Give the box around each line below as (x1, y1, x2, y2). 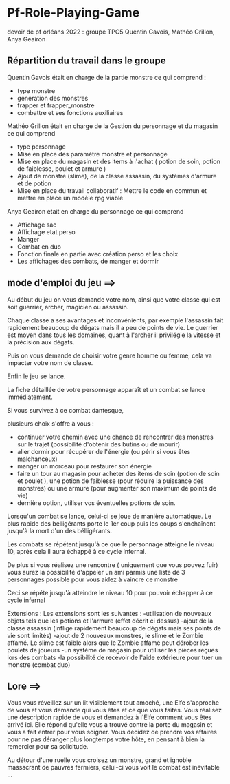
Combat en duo (16, 243, 62, 251)
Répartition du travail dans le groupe (7, 55, 166, 67)
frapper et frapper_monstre (16, 101, 95, 110)
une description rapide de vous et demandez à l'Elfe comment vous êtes (7, 713, 212, 721)
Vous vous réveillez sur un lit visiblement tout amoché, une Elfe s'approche (7, 699, 220, 707)
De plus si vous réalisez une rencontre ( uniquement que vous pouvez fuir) (7, 560, 218, 569)
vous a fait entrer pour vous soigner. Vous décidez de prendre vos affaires (7, 728, 218, 736)
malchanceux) (16, 455, 58, 463)
